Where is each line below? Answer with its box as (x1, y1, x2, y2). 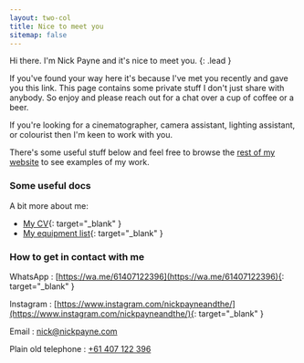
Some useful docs (9, 180, 91, 192)
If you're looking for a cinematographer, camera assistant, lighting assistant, (9, 119, 296, 130)
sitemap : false (9, 30, 68, 39)
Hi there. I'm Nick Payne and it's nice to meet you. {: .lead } (9, 56, 232, 67)
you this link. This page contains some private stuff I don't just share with (9, 83, 285, 94)
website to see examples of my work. (9, 157, 150, 168)
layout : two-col (9, 13, 71, 23)
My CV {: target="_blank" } (22, 218, 121, 229)
